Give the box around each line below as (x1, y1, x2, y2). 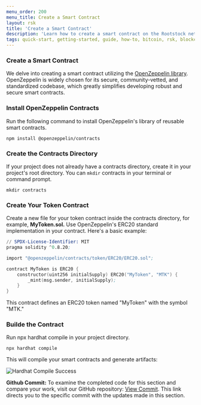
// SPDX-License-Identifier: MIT (6, 239, 90, 245)
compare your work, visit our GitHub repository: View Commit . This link (6, 385, 181, 392)
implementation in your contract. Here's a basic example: (6, 227, 147, 235)
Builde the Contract (6, 321, 64, 329)
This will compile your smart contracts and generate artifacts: (6, 356, 158, 363)
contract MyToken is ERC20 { (6, 266, 79, 272)
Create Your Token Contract (6, 201, 89, 209)
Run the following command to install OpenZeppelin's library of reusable (6, 117, 184, 124)
